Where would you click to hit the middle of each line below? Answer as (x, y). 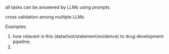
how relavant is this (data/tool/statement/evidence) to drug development (88, 36)
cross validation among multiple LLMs (45, 17)
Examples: (16, 26)
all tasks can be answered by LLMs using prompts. (58, 7)
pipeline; (22, 41)
